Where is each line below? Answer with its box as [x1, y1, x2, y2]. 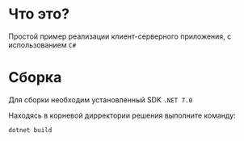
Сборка [8, 68, 62, 87]
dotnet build [8, 126, 53, 134]
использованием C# [8, 39, 77, 49]
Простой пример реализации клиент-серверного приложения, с [8, 31, 232, 41]
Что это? [8, 5, 70, 23]
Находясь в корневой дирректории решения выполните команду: [8, 110, 236, 120]
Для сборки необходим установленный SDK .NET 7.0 [8, 94, 193, 105]
